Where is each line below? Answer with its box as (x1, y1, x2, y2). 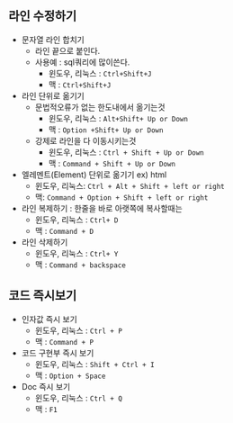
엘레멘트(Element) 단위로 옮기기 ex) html (21, 169, 167, 180)
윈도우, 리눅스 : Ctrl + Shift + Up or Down (48, 147, 204, 157)
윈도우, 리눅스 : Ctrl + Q (34, 392, 123, 403)
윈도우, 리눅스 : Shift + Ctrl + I (34, 358, 155, 369)
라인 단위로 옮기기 (21, 90, 85, 101)
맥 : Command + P (34, 336, 94, 346)
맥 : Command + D (34, 225, 94, 236)
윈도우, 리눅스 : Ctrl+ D (34, 214, 119, 225)
